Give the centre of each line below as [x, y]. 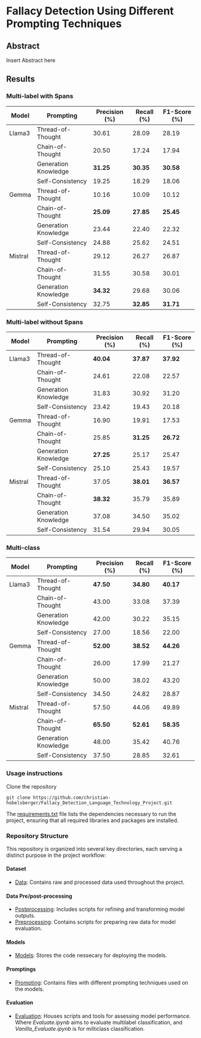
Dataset [16, 869]
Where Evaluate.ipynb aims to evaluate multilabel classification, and [98, 1022]
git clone [19, 798]
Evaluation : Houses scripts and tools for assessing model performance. [103, 1016]
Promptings [21, 969]
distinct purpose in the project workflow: [56, 855]
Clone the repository [31, 786]
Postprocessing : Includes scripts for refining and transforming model [100, 909]
